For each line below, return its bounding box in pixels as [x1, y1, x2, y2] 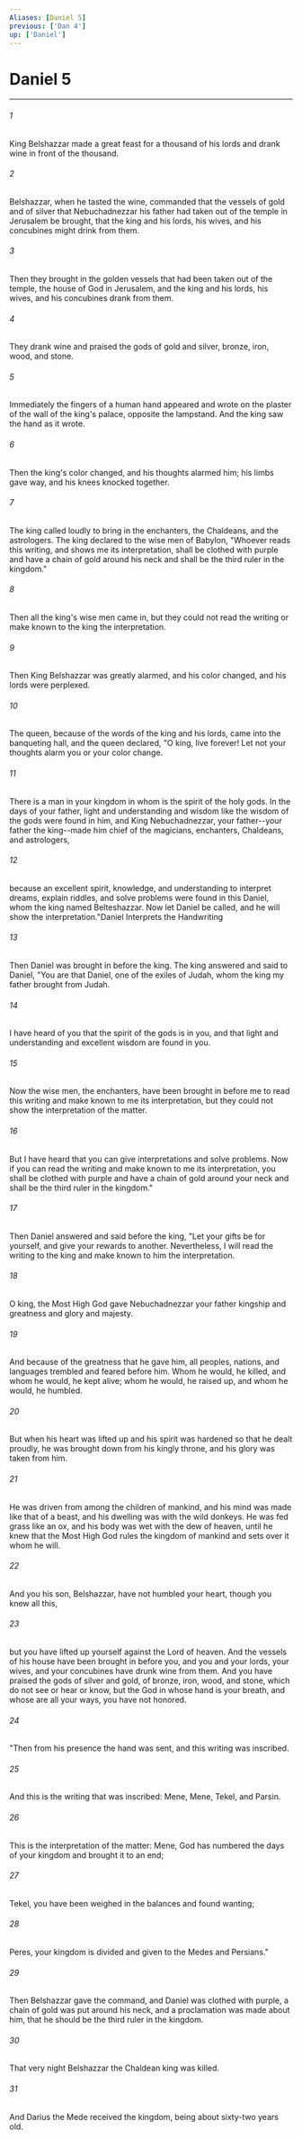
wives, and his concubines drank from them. [9, 292, 173, 303]
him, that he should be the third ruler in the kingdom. [9, 2015, 204, 2025]
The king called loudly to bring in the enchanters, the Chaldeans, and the [9, 524, 279, 536]
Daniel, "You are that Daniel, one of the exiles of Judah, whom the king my [9, 969, 285, 980]
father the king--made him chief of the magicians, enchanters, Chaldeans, [9, 824, 285, 835]
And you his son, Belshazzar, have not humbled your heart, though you [9, 1588, 272, 1599]
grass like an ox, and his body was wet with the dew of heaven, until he [9, 1520, 273, 1532]
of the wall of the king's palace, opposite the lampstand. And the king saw [9, 409, 284, 420]
